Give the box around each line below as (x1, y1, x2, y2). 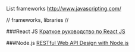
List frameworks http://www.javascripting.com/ (6, 5, 122, 12)
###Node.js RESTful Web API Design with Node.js (6, 40, 129, 46)
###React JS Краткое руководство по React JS (6, 28, 125, 35)
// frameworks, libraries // (6, 17, 69, 23)
